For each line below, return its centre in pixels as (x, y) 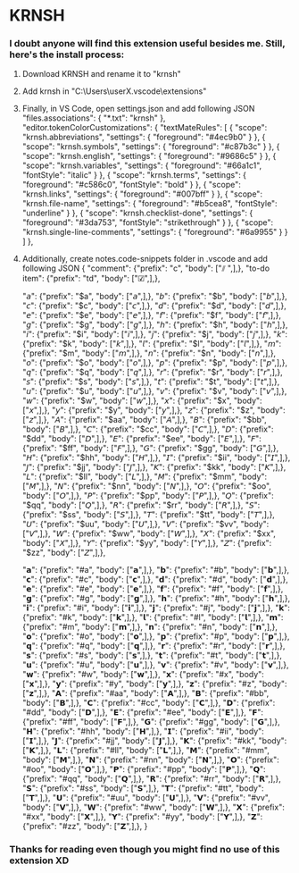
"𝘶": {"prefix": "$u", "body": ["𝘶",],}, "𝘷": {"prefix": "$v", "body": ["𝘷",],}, (154, 391)
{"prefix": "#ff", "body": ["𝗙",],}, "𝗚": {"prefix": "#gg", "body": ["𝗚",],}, (151, 722)
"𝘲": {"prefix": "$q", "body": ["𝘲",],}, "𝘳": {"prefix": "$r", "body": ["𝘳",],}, (152, 373)
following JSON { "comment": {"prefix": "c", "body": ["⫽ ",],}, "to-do (146, 268)
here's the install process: (67, 55)
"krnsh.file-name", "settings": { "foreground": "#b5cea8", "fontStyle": (150, 204)
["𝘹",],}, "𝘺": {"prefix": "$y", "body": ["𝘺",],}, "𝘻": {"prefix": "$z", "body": (154, 410)
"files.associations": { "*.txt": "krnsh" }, (94, 118)
